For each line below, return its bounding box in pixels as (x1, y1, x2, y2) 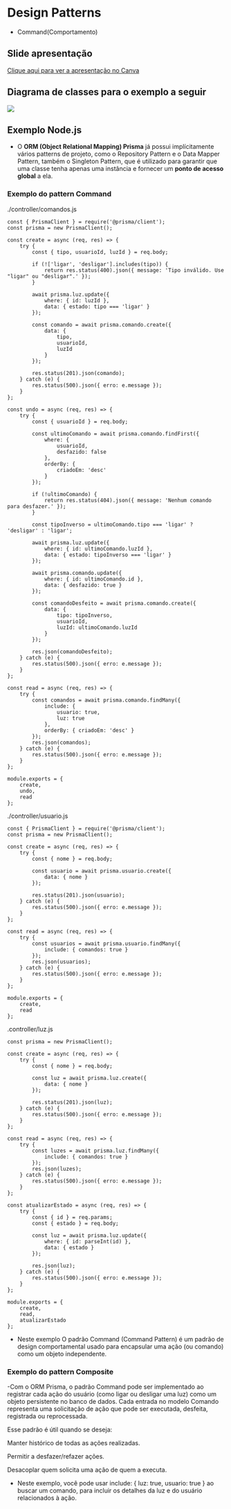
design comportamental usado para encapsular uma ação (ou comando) (17, 1342, 224, 1351)
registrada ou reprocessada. (7, 1411, 88, 1420)
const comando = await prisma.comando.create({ (32, 321, 172, 328)
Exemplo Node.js (7, 124, 82, 136)
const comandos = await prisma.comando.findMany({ (32, 697, 181, 704)
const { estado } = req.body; (32, 1220, 119, 1227)
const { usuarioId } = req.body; (32, 418, 129, 425)
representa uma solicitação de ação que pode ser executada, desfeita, (7, 1405, 209, 1413)
